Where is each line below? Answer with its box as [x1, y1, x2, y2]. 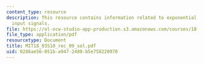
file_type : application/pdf [6, 32, 78, 38]
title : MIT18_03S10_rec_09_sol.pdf [6, 43, 97, 49]
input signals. [12, 20, 50, 26]
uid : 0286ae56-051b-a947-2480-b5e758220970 [6, 49, 118, 55]
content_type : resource [6, 9, 67, 15]
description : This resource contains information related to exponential [6, 15, 197, 21]
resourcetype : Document [6, 37, 67, 43]
